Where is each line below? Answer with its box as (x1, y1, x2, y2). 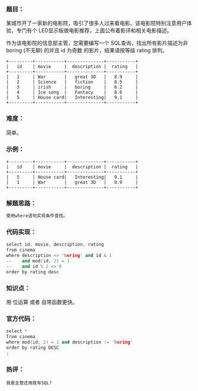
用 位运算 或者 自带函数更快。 (6, 298, 78, 305)
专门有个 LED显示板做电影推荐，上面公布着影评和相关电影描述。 (16, 27, 173, 34)
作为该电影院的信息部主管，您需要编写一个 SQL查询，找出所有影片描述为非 (6, 39, 189, 46)
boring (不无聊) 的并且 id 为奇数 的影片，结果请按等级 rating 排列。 (6, 47, 168, 54)
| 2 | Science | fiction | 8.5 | (6, 79, 138, 85)
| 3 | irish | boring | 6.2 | (6, 84, 138, 91)
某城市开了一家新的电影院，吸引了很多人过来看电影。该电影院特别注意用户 (6, 19, 187, 27)
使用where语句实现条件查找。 (6, 213, 68, 219)
